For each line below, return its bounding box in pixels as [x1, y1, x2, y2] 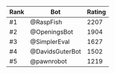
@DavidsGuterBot [30, 48, 82, 56]
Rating [87, 8, 107, 16]
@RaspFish [30, 18, 62, 26]
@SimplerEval [30, 37, 70, 46]
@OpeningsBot [30, 28, 74, 36]
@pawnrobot [30, 57, 67, 65]
